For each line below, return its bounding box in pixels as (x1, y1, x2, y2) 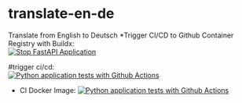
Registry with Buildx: (8, 38, 75, 48)
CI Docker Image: (19, 85, 76, 94)
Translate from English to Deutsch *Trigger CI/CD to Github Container (8, 30, 234, 40)
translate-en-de (8, 5, 115, 23)
